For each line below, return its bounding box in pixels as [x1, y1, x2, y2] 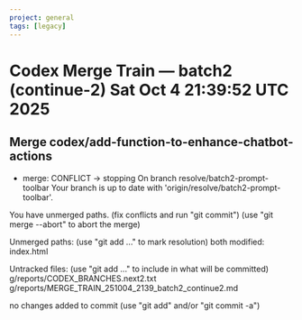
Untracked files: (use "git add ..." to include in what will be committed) [9, 263, 269, 274]
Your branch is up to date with [50, 182, 163, 193]
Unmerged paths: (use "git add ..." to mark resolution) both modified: [9, 236, 265, 247]
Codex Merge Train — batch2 [9, 60, 233, 81]
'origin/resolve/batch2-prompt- [164, 182, 281, 193]
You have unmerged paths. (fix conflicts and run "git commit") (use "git [9, 209, 273, 220]
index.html [9, 245, 49, 257]
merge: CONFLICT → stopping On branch [22, 172, 178, 183]
